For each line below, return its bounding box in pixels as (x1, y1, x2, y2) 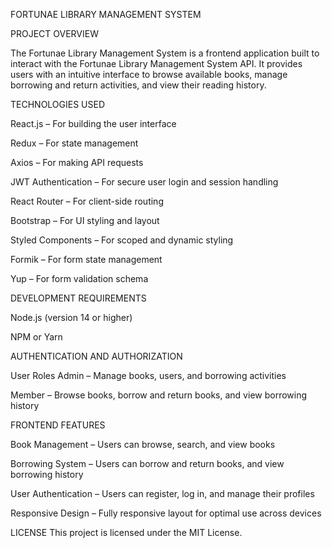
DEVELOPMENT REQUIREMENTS (10, 292, 147, 304)
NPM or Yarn (10, 331, 63, 343)
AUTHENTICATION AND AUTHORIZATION (10, 350, 183, 362)
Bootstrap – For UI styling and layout (10, 215, 160, 226)
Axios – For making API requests (10, 157, 144, 168)
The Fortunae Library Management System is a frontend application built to (10, 47, 320, 59)
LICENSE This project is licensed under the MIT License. (10, 527, 243, 538)
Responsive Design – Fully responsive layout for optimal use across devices (10, 507, 322, 519)
